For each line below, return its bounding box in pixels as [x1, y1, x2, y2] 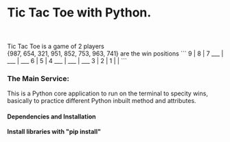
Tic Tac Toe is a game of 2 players [7, 42, 104, 50]
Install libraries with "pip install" [7, 128, 102, 136]
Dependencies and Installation [7, 112, 96, 121]
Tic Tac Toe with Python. [7, 5, 152, 21]
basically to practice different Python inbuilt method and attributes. [7, 97, 197, 105]
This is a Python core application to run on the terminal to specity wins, [7, 89, 208, 97]
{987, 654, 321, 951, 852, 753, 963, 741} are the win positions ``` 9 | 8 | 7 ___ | [7, 49, 224, 58]
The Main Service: [7, 73, 70, 83]
